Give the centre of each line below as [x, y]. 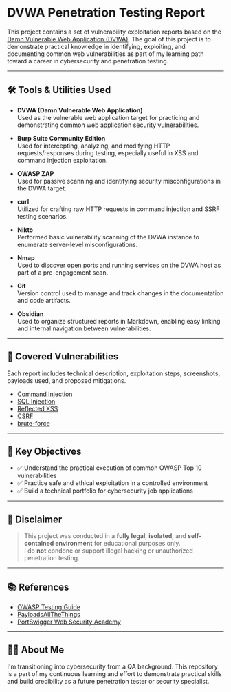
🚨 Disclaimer [35, 519]
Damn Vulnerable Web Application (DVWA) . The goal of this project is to [109, 39]
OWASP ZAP [35, 173]
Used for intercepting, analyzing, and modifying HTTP [93, 146]
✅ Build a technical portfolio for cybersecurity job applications [105, 491]
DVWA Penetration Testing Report [106, 13]
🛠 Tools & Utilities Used [59, 90]
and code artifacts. [44, 300]
